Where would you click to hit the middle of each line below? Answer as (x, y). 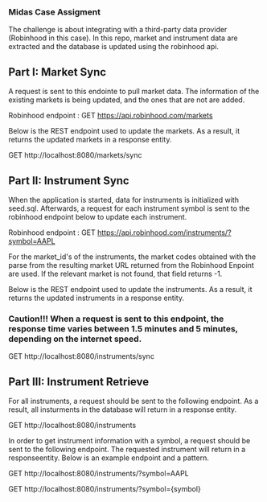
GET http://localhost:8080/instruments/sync (82, 356)
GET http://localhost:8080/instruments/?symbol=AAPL (99, 474)
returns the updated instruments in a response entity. (97, 298)
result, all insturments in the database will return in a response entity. (123, 409)
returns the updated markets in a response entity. (90, 140)
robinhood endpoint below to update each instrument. (98, 216)
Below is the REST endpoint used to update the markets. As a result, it (124, 131)
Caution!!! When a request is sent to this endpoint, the (116, 319)
